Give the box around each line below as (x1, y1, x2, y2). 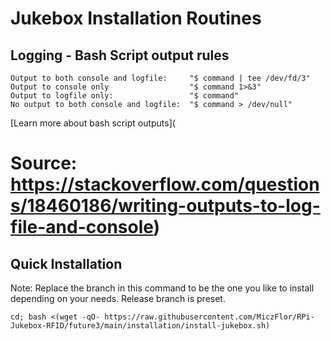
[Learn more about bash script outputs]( (10, 117, 176, 129)
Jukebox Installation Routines (10, 7, 262, 30)
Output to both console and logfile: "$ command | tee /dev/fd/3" (10, 73, 311, 83)
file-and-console (10, 216, 154, 239)
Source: (10, 152, 78, 175)
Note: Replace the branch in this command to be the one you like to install (10, 282, 315, 294)
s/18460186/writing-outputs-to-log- (10, 195, 321, 217)
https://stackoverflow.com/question (10, 173, 320, 196)
